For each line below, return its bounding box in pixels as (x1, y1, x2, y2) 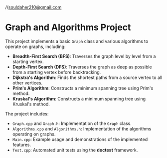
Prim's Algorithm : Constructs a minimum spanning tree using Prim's (12, 85, 154, 91)
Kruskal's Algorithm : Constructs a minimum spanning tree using (12, 95, 146, 101)
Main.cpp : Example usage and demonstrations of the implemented (12, 136, 148, 142)
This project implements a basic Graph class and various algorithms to (5, 38, 149, 44)
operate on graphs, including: (5, 43, 66, 49)
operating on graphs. (12, 131, 56, 137)
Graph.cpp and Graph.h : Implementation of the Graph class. (12, 120, 132, 126)
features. (12, 141, 31, 147)
